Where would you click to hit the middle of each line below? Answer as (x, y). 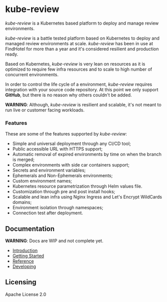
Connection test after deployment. (48, 213)
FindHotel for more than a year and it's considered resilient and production (82, 49)
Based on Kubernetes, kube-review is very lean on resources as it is (75, 64)
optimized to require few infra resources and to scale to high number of (79, 69)
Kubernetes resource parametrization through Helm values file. (77, 186)
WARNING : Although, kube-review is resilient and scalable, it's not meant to (83, 104)
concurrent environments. (32, 74)
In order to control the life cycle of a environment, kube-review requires (79, 84)
